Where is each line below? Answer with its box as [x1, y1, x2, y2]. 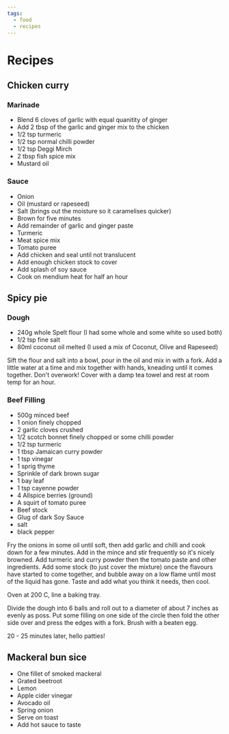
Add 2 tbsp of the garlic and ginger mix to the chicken [16, 123, 170, 131]
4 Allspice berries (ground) [16, 491, 94, 499]
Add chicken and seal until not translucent [16, 250, 136, 259]
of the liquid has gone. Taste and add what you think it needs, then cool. [7, 577, 211, 585]
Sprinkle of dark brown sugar [16, 469, 100, 477]
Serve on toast [16, 713, 59, 722]
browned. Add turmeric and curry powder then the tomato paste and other [7, 555, 217, 563]
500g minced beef [16, 411, 70, 419]
